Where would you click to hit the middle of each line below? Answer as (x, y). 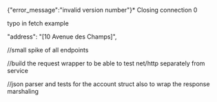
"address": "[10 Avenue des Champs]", (62, 37)
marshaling (23, 91)
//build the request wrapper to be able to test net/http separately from (106, 63)
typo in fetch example (38, 23)
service (18, 71)
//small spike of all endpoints (48, 50)
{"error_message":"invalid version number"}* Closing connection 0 (102, 10)
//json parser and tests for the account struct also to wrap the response (108, 84)
